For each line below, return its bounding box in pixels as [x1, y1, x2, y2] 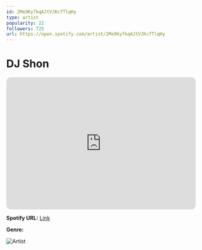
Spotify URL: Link [6, 215, 50, 222]
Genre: [6, 226, 24, 233]
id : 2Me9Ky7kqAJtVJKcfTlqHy [6, 8, 77, 15]
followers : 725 [6, 25, 44, 32]
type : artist [6, 14, 39, 20]
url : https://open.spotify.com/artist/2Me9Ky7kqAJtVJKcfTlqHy [6, 31, 165, 37]
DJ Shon [6, 57, 49, 71]
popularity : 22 [6, 20, 44, 26]
